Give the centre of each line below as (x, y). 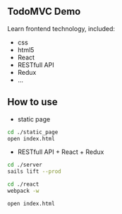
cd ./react (23, 184)
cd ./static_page (33, 132)
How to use (32, 102)
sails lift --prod (34, 172)
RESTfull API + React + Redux (61, 152)
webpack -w (23, 191)
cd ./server (25, 165)
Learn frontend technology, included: (61, 28)
